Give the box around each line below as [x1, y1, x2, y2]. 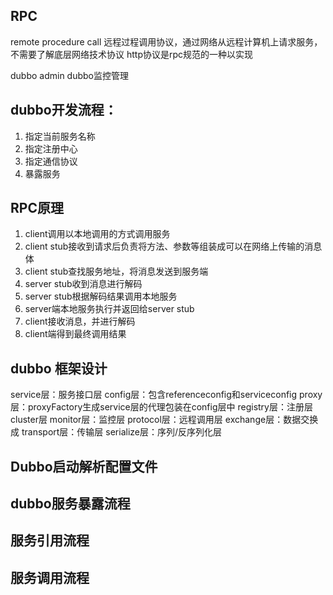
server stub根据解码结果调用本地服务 [24, 290, 178, 303]
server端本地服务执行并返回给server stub [24, 303, 195, 315]
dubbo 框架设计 [10, 360, 108, 377]
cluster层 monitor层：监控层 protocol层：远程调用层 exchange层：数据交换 [10, 414, 319, 426]
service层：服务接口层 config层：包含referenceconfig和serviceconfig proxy [10, 389, 323, 401]
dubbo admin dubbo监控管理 [10, 69, 130, 81]
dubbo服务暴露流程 [10, 495, 131, 513]
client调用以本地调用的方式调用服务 [24, 228, 171, 240]
